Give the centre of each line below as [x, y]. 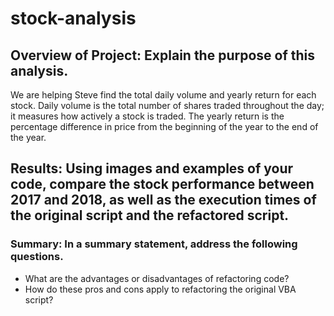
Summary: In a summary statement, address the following [154, 244]
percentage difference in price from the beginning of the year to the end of [164, 126]
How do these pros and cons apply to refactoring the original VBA [160, 289]
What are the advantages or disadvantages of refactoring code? [157, 278]
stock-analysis [73, 18]
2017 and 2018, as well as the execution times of [163, 200]
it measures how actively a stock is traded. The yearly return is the [147, 116]
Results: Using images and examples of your [152, 168]
